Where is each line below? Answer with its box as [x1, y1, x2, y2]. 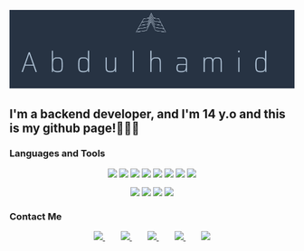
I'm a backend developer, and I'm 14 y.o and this [9, 106, 287, 122]
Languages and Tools [9, 147, 106, 160]
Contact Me [9, 209, 62, 222]
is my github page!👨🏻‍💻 [9, 120, 140, 135]
